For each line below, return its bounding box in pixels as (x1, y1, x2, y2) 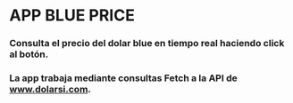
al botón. (9, 48, 49, 60)
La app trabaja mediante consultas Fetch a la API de (9, 72, 239, 84)
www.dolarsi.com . (9, 83, 92, 96)
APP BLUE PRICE (9, 5, 136, 26)
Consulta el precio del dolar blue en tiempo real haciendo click (9, 37, 285, 50)
